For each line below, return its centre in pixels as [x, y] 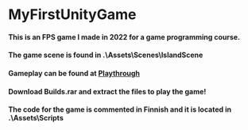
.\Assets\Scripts [36, 118]
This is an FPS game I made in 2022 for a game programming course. [124, 36]
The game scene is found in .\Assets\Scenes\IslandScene [106, 55]
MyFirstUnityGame [72, 15]
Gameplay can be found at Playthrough [74, 73]
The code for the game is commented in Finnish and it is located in [120, 109]
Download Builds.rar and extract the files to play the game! [107, 91]
